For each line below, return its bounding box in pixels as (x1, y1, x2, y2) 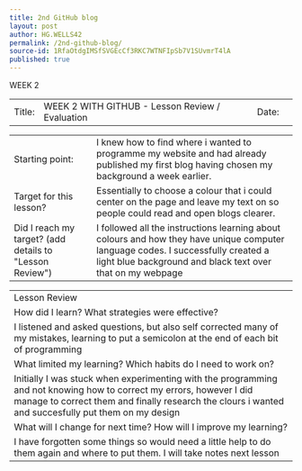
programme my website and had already (95, 148, 267, 159)
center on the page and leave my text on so (95, 195, 280, 208)
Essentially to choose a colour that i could (95, 185, 272, 196)
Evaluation (43, 112, 88, 123)
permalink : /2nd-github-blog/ (9, 38, 123, 48)
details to (13, 244, 53, 257)
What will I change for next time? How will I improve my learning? (13, 421, 288, 433)
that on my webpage (95, 267, 183, 279)
